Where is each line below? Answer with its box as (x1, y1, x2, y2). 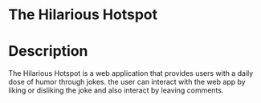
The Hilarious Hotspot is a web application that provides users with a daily (8, 69, 254, 78)
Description (8, 42, 88, 61)
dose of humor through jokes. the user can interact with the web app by (8, 77, 247, 87)
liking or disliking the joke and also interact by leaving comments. (8, 85, 224, 95)
